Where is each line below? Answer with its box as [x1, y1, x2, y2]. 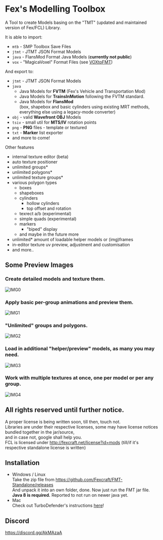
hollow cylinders [26, 200, 60, 206]
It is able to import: [5, 34, 43, 40]
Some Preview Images [5, 261, 74, 269]
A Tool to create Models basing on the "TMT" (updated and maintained [5, 19, 147, 25]
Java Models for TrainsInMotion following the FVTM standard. [19, 93, 145, 99]
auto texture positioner [12, 159, 58, 165]
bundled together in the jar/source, [5, 429, 75, 435]
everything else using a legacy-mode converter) [19, 109, 116, 115]
